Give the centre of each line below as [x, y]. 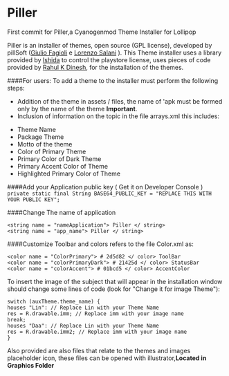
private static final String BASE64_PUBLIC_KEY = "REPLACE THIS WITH [110, 194]
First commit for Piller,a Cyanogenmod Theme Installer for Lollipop [102, 32]
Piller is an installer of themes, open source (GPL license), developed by [110, 45]
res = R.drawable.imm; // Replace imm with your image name [96, 313]
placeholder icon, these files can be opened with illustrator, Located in [107, 358]
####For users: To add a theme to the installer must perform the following [113, 80]
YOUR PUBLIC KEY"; [34, 199]
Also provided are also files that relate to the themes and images [99, 350]
